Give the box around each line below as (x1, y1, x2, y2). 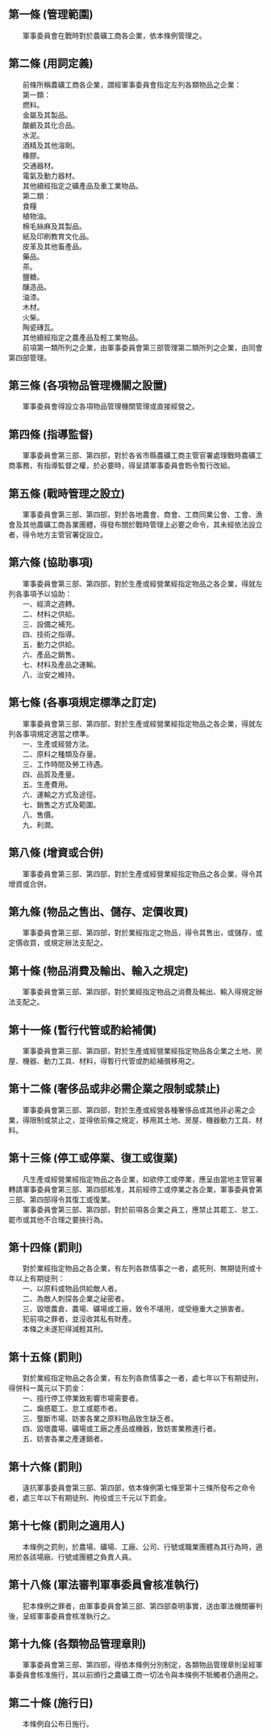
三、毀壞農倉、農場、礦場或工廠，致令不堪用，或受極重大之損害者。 (22, 1304, 248, 1314)
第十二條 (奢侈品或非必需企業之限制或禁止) (8, 1082, 220, 1096)
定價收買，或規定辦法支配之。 (8, 938, 107, 948)
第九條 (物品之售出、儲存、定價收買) (8, 904, 189, 918)
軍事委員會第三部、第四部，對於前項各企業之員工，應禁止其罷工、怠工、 (22, 1205, 263, 1214)
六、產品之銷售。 (22, 650, 79, 659)
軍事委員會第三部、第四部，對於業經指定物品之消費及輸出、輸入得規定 (22, 987, 256, 997)
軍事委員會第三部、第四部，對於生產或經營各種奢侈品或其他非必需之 (22, 1105, 248, 1115)
